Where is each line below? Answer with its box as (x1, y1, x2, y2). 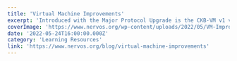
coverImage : (7, 23, 42, 30)
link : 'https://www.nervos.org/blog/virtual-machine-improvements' (7, 43, 210, 50)
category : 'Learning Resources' (7, 36, 102, 43)
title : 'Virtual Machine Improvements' (7, 10, 125, 18)
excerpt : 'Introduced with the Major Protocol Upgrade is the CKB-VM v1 (7, 17, 226, 24)
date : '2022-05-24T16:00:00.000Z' (7, 29, 109, 37)
